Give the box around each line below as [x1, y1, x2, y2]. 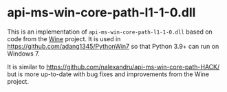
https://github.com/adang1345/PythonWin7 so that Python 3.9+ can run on [7, 42, 219, 50]
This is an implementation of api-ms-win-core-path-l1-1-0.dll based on [7, 27, 213, 36]
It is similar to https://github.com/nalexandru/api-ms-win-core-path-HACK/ [7, 62, 220, 71]
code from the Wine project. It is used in [7, 34, 121, 43]
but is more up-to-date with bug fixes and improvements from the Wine [7, 70, 210, 78]
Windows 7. [7, 49, 40, 58]
